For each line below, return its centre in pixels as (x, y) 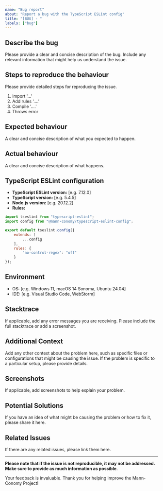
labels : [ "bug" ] (21, 23)
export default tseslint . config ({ (40, 230)
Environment (25, 277)
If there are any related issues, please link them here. (58, 449)
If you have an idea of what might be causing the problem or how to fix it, (78, 417)
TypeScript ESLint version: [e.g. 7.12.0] (51, 193)
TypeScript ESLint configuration (55, 181)
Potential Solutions (34, 406)
